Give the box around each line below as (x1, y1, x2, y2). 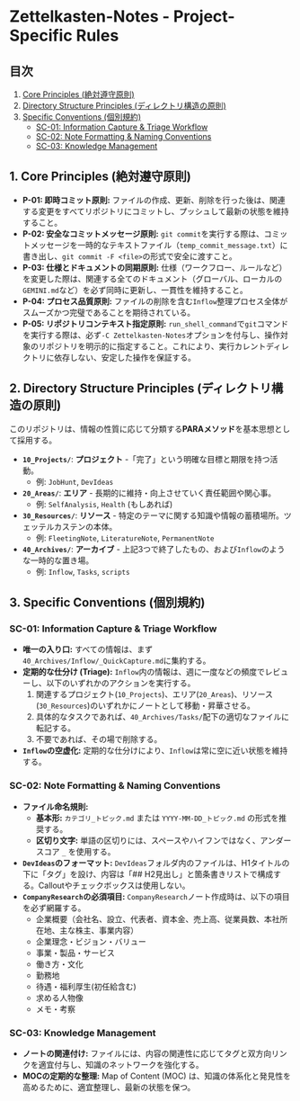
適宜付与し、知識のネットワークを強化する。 (38, 1059, 204, 1070)
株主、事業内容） (75, 925, 139, 935)
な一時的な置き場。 (22, 555, 94, 566)
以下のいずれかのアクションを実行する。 (46, 677, 196, 689)
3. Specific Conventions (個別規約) (9, 595, 206, 611)
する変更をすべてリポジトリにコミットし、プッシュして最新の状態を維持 (22, 205, 289, 217)
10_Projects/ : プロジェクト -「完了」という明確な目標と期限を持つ (22, 453, 271, 464)
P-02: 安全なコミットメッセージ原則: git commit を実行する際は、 (22, 228, 265, 239)
